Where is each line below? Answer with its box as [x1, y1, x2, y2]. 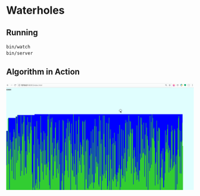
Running [6, 27, 39, 38]
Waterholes [6, 4, 65, 17]
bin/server [6, 50, 33, 56]
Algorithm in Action [6, 67, 80, 77]
